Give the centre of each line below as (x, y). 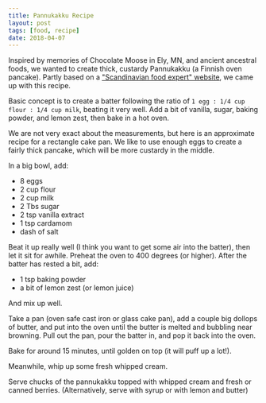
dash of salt (39, 232)
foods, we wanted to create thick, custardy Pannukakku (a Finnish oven (125, 69)
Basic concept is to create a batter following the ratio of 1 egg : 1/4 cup (127, 101)
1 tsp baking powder (53, 280)
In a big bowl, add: (39, 166)
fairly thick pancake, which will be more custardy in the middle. (112, 150)
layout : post (30, 23)
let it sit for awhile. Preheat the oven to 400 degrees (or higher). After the (128, 256)
